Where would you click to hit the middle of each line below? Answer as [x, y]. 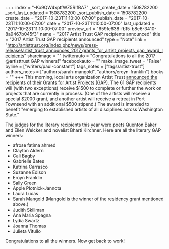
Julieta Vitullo [27, 231]
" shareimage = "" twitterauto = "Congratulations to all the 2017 [90, 56]
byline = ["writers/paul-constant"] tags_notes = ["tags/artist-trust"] [75, 66]
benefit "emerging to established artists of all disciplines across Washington [84, 109]
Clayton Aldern [28, 151]
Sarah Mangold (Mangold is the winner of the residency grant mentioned [88, 199]
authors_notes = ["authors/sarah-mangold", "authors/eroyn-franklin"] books [84, 72]
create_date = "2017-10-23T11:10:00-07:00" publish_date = [66, 18]
